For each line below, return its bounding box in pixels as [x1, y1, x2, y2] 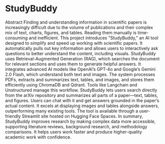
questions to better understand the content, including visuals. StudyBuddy [5, 50, 156, 57]
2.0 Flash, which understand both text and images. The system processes [5, 71, 155, 77]
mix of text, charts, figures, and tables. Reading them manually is [5, 29, 137, 35]
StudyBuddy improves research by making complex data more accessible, [5, 118, 156, 124]
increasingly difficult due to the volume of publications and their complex [5, 24, 154, 30]
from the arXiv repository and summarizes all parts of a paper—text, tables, [5, 92, 159, 98]
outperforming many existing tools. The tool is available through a [5, 108, 138, 114]
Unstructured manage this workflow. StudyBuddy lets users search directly [5, 87, 158, 93]
